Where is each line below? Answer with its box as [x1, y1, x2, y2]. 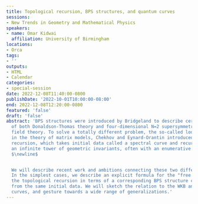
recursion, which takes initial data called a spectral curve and [11, 140, 178, 146]
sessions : [6, 14, 31, 20]
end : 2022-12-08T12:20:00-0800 [6, 101, 83, 108]
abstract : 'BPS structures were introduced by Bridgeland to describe [6, 119, 183, 124]
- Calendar [6, 74, 33, 80]
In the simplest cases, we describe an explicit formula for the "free [11, 172, 192, 179]
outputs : [6, 63, 28, 70]
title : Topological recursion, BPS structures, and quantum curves [6, 8, 176, 15]
